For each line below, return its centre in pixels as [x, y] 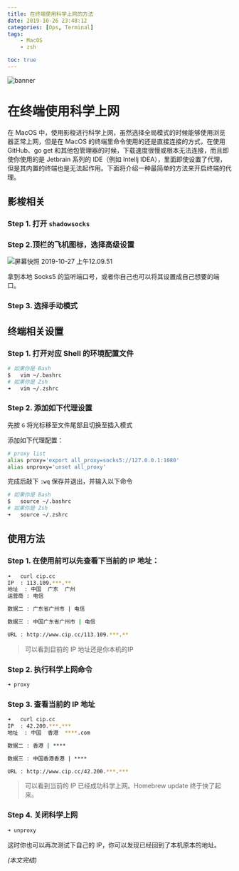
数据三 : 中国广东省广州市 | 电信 [52, 622]
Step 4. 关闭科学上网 [43, 815]
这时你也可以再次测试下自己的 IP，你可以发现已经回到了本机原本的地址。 [114, 845]
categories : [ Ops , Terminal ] [51, 27]
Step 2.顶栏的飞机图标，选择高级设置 [71, 245]
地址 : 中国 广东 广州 [42, 589]
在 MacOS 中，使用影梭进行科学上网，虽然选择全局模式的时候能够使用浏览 [117, 132]
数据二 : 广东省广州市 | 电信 [46, 609]
